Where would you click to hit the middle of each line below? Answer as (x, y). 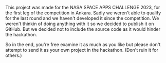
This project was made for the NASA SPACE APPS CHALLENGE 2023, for (83, 7)
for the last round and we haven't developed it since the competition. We (82, 18)
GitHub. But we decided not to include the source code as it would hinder (83, 29)
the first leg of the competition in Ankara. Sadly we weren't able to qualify (83, 13)
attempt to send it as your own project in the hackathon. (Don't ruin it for (82, 50)
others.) (14, 55)
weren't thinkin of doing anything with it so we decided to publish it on (80, 24)
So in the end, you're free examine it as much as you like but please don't (83, 45)
